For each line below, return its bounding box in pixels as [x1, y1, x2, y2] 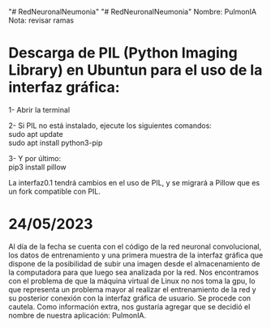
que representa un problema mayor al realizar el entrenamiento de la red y [8, 284, 257, 294]
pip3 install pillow [8, 162, 67, 172]
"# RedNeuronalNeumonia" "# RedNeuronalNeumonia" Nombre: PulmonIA [8, 7, 257, 16]
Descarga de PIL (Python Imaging [8, 44, 238, 62]
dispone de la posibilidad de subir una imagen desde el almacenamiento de [8, 258, 260, 268]
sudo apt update [8, 129, 63, 138]
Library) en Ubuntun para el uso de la [8, 61, 263, 79]
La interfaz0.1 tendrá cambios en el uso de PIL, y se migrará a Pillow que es [8, 177, 260, 187]
